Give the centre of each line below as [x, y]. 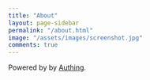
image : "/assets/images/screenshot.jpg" [76, 38]
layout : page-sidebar [44, 23]
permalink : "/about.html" [51, 30]
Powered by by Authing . [47, 67]
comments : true [33, 45]
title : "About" [33, 15]
